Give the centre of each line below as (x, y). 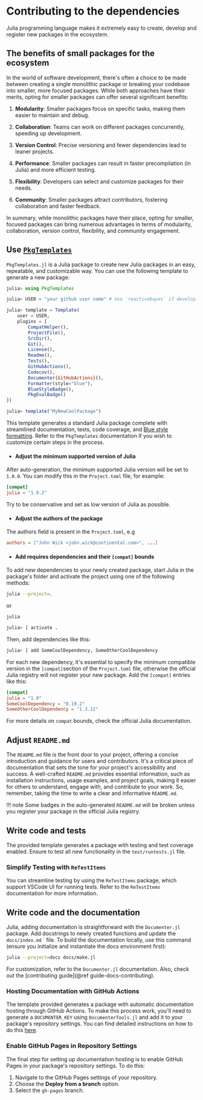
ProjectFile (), (47, 333)
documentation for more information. (52, 893)
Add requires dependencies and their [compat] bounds (85, 557)
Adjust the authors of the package (59, 518)
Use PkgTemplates (39, 250)
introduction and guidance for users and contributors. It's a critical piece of (100, 761)
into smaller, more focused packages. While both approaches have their (96, 90)
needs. (24, 188)
